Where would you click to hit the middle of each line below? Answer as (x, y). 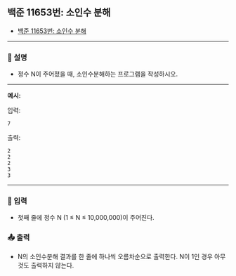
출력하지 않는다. (52, 265)
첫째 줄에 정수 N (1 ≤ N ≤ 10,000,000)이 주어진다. (86, 218)
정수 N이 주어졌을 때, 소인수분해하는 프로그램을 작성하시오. (98, 74)
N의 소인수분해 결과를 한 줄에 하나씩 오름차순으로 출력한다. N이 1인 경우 (115, 256)
